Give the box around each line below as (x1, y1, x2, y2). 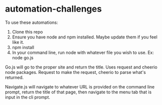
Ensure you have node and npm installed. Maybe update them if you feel (12, 34, 158, 40)
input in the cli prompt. (5, 94, 50, 100)
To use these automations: (5, 19, 58, 25)
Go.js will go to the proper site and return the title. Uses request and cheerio (5, 64, 158, 70)
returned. (5, 74, 24, 80)
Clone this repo (12, 29, 43, 35)
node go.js (12, 54, 34, 60)
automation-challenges (5, 3, 102, 15)
